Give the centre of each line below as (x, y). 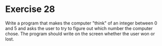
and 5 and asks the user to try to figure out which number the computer (79, 28)
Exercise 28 (30, 9)
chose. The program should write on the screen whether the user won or (80, 33)
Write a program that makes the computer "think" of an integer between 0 (81, 23)
